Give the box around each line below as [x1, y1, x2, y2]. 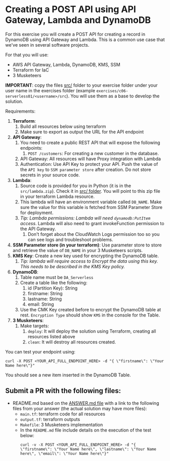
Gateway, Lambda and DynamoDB [5, 14, 151, 26]
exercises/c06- [96, 88, 129, 93]
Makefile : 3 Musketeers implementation [20, 421, 103, 428]
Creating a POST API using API [5, 4, 137, 15]
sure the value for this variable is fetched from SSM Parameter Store [20, 204, 163, 210]
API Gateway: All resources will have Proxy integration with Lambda [20, 156, 161, 162]
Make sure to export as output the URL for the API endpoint [20, 128, 144, 135]
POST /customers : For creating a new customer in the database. [27, 150, 159, 156]
